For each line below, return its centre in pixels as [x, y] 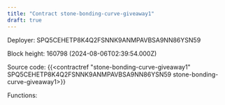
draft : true [24, 20]
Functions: [22, 95]
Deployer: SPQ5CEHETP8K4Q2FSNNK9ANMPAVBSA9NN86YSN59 [104, 40]
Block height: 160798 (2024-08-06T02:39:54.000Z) [82, 54]
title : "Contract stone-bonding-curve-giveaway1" [81, 14]
